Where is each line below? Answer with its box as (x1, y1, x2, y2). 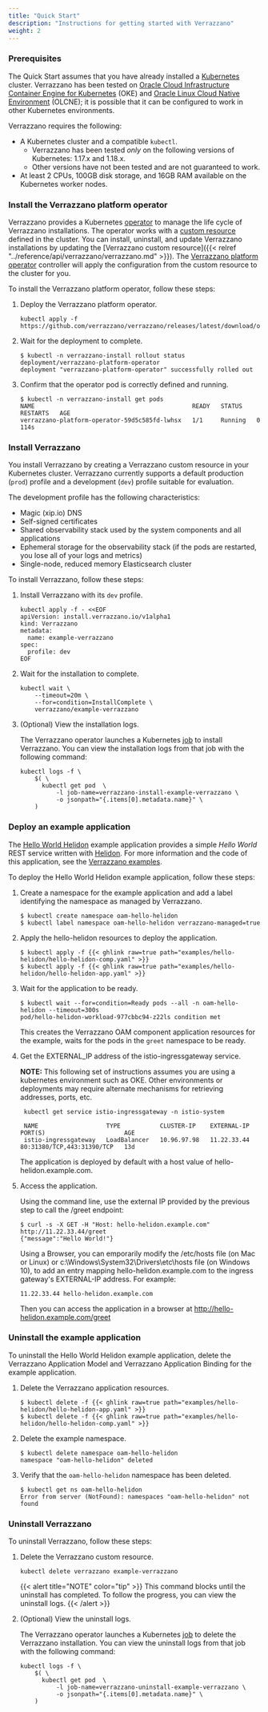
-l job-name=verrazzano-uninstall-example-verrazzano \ (55, 1683, 246, 1692)
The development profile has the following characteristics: (8, 492, 200, 502)
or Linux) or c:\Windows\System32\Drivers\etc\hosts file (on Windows (19, 1257, 250, 1267)
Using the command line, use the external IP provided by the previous (19, 1196, 250, 1206)
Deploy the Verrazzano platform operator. (19, 299, 158, 309)
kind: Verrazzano (19, 620, 78, 628)
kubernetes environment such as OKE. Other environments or (19, 1075, 223, 1085)
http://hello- (194, 1304, 234, 1313)
